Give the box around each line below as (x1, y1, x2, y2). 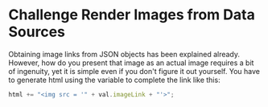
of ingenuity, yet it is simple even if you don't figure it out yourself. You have (8, 66, 260, 76)
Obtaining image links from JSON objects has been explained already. (8, 49, 240, 59)
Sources (8, 23, 66, 41)
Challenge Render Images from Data (8, 6, 255, 24)
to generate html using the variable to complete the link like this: (8, 75, 221, 84)
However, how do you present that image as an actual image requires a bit (8, 58, 254, 68)
